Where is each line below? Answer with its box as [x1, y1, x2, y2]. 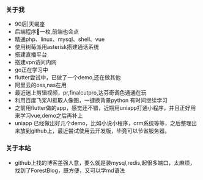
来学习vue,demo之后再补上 [14, 112, 83, 120]
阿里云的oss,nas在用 [14, 81, 67, 89]
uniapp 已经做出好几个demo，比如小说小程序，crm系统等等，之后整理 [14, 120, 192, 127]
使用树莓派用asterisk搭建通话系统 [14, 43, 99, 51]
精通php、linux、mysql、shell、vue [14, 35, 105, 43]
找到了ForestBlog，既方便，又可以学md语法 [14, 167, 125, 174]
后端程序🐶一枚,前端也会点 [14, 28, 79, 35]
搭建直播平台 [14, 51, 47, 59]
